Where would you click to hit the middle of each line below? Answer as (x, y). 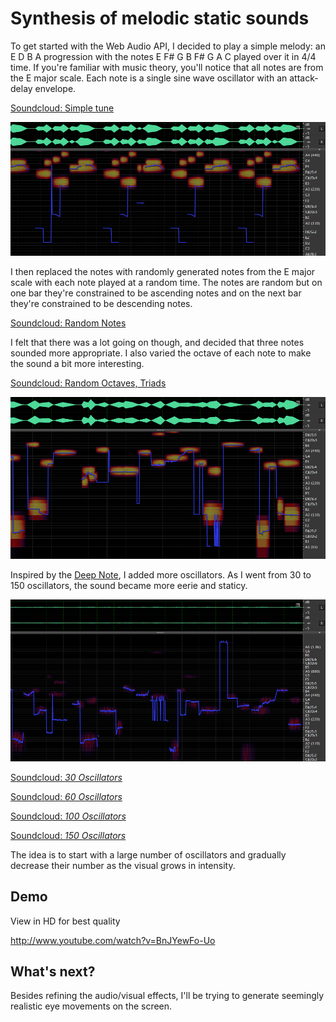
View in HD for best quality (65, 921)
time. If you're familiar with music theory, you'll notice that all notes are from (167, 67)
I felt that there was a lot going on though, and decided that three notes (157, 342)
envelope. (55, 88)
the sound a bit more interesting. (77, 363)
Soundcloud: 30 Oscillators (66, 777)
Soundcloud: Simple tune (62, 108)
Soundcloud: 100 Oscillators (68, 816)
